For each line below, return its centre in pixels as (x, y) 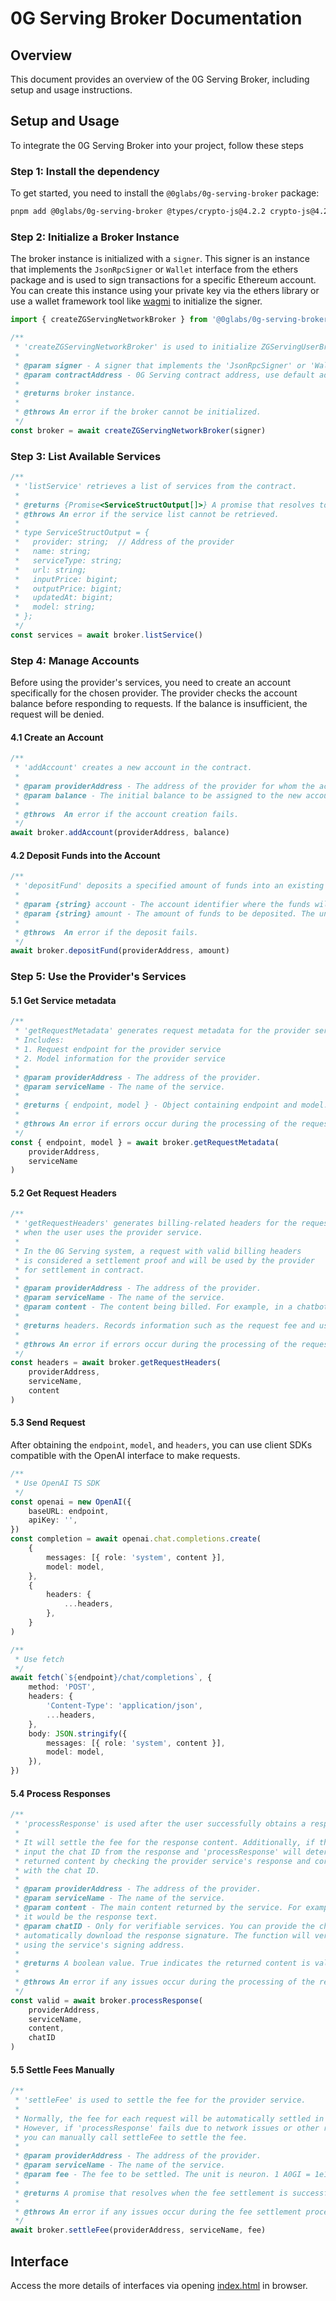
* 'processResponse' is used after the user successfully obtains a (160, 1824)
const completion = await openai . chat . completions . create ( (136, 1539)
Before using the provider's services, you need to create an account (151, 683)
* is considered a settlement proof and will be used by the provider (164, 1260)
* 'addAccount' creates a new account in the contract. (133, 768)
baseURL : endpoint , (69, 1511)
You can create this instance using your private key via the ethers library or (165, 291)
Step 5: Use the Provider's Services (98, 977)
